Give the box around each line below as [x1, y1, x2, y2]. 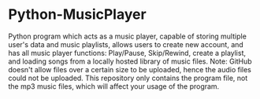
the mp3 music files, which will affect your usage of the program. [8, 81, 220, 91]
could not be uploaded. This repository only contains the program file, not [8, 73, 248, 82]
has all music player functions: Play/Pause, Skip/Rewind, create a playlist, [8, 48, 247, 57]
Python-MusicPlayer [8, 5, 147, 24]
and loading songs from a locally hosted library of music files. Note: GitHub [8, 57, 252, 66]
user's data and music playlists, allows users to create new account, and [8, 39, 244, 49]
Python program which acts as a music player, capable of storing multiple [8, 31, 247, 41]
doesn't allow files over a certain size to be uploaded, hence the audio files [8, 64, 252, 74]
